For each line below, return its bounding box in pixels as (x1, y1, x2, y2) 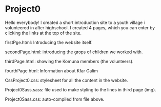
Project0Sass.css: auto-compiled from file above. (5, 96, 105, 102)
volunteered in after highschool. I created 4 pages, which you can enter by (5, 24, 155, 30)
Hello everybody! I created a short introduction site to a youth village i (5, 20, 145, 25)
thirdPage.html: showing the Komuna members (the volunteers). (5, 58, 134, 64)
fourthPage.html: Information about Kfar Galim (5, 67, 98, 74)
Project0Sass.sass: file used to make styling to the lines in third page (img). (5, 86, 156, 92)
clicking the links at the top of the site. (5, 30, 82, 36)
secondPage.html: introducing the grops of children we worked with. (5, 49, 143, 55)
